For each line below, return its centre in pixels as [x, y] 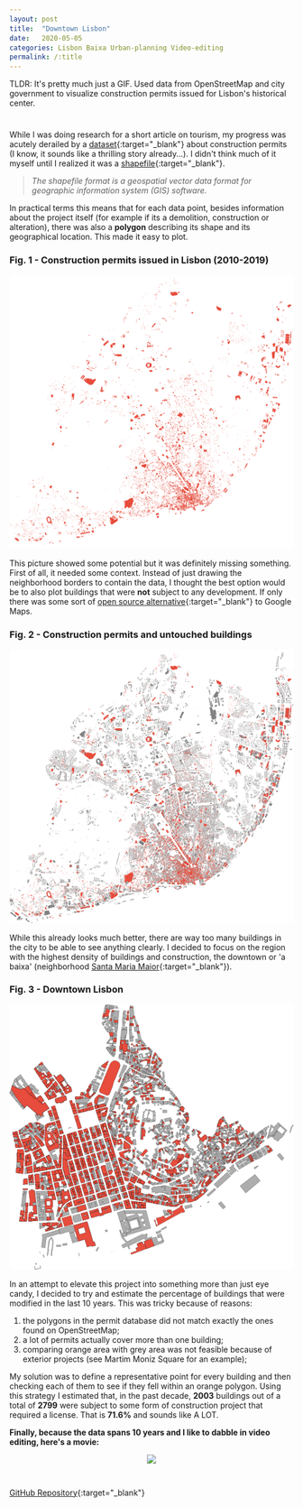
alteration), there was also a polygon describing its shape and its [130, 227]
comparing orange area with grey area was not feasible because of [147, 1350]
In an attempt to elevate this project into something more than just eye [139, 1284]
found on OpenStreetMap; [71, 1330]
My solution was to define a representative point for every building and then [150, 1377]
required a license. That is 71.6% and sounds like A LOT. [114, 1415]
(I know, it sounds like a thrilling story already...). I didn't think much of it [143, 154]
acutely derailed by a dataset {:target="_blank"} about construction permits [148, 144]
